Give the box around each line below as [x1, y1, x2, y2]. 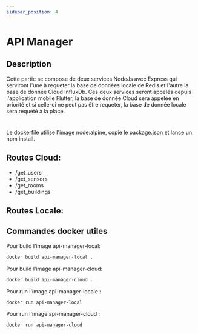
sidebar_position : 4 [6, 8, 59, 15]
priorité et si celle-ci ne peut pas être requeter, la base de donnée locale [6, 101, 186, 108]
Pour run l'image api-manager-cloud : [6, 310, 101, 318]
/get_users [15, 169, 42, 176]
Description [6, 59, 51, 70]
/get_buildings [15, 188, 51, 195]
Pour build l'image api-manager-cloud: [6, 265, 103, 272]
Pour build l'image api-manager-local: [6, 242, 101, 249]
